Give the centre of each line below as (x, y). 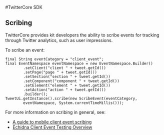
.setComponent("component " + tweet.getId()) (71, 81)
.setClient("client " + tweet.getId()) (65, 68)
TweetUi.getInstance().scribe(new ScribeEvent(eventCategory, (71, 98)
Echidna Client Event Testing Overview (52, 127)
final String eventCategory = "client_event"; (54, 59)
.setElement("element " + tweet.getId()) (67, 85)
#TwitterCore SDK (24, 7)
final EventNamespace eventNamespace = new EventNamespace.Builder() (79, 63)
